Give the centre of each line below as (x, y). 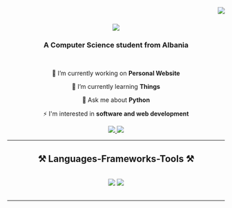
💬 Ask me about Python (116, 100)
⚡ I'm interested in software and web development (116, 114)
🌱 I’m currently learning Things (116, 87)
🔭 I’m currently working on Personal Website (116, 73)
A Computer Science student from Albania (116, 45)
